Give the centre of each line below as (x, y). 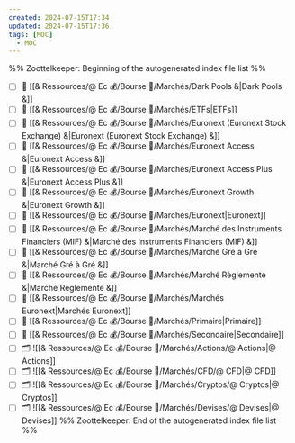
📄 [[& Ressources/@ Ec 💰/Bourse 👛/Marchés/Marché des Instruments (152, 229)
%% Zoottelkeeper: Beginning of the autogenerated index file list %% (138, 68)
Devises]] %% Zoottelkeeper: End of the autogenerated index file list (148, 420)
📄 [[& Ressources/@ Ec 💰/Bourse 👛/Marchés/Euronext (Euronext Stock (154, 123)
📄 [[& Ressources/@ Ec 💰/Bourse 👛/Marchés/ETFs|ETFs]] (129, 110)
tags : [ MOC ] (31, 34)
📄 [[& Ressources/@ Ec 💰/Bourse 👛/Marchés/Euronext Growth (138, 192)
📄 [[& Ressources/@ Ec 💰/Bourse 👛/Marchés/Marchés (122, 298)
